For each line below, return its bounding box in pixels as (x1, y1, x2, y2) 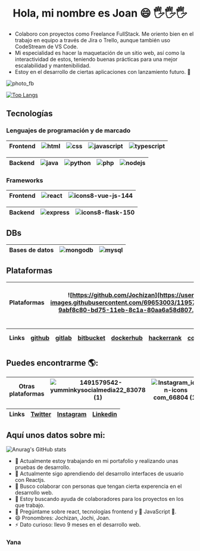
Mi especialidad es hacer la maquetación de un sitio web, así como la (14, 49, 185, 56)
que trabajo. (14, 502, 45, 509)
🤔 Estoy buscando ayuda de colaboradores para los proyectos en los (14, 496, 184, 503)
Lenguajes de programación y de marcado (6, 126, 131, 135)
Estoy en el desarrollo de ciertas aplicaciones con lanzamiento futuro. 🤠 (14, 68, 191, 75)
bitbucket (77, 334, 106, 342)
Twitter (30, 410, 52, 419)
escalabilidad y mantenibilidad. (14, 62, 91, 69)
